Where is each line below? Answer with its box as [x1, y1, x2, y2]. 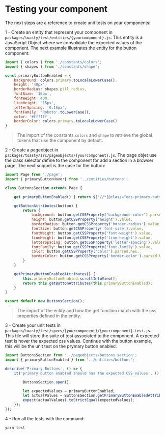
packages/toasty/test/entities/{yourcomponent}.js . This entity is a [5, 34, 143, 40]
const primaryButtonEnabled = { [5, 73, 71, 78]
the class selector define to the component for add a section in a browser [5, 157, 154, 163]
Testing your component [5, 3, 108, 15]
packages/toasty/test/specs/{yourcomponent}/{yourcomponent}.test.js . [5, 328, 152, 334]
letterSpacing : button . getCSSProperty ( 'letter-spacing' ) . [31, 240, 153, 245]
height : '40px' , [14, 82, 48, 87]
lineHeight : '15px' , [14, 100, 56, 105]
